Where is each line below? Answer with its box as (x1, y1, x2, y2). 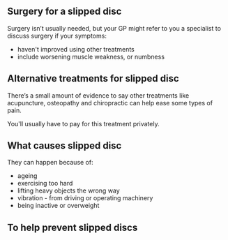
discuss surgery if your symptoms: (7, 31, 107, 40)
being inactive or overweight (17, 202, 100, 210)
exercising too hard (17, 179, 73, 188)
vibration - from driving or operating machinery (17, 194, 153, 202)
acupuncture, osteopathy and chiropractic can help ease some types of (7, 98, 213, 107)
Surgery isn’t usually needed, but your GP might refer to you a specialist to (7, 24, 222, 32)
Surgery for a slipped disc (7, 6, 122, 17)
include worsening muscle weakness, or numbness (17, 52, 165, 61)
